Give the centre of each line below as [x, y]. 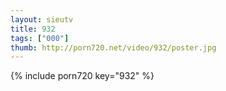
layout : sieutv [42, 19]
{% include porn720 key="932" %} [82, 76]
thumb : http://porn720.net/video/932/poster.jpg [113, 47]
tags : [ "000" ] [40, 38]
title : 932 [33, 29]
